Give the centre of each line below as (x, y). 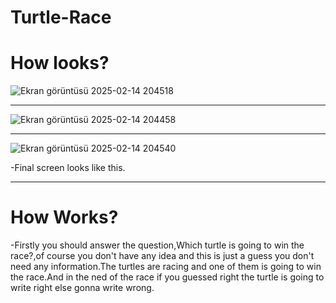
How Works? (64, 217)
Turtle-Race (61, 17)
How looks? (60, 63)
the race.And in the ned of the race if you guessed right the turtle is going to (167, 277)
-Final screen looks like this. (68, 168)
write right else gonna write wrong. (82, 288)
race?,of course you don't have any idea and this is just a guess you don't (162, 256)
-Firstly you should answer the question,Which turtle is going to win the (157, 245)
